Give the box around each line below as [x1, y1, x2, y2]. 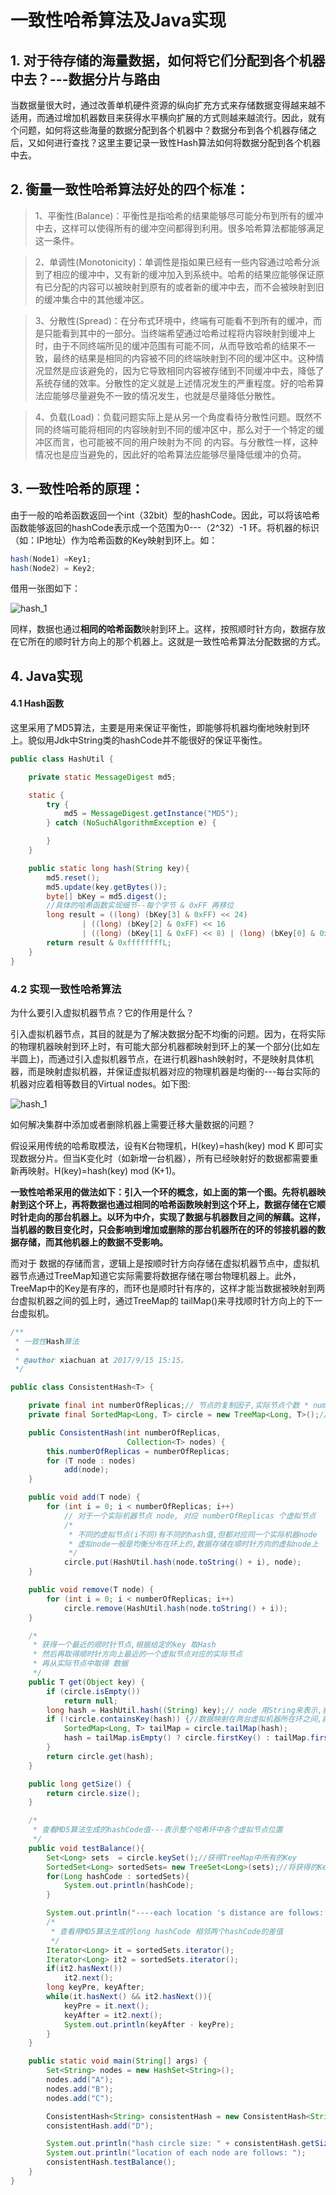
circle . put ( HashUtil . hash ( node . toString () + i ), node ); [63, 1557, 302, 1568]
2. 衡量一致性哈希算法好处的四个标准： [10, 181, 250, 198]
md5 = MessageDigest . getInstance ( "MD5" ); [63, 809, 240, 819]
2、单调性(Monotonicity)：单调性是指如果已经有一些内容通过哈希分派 [34, 256, 320, 268]
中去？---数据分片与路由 [10, 71, 161, 88]
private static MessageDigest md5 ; [28, 772, 177, 782]
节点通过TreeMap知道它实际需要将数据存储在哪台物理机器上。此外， [18, 1269, 302, 1281]
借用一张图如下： [10, 582, 81, 595]
